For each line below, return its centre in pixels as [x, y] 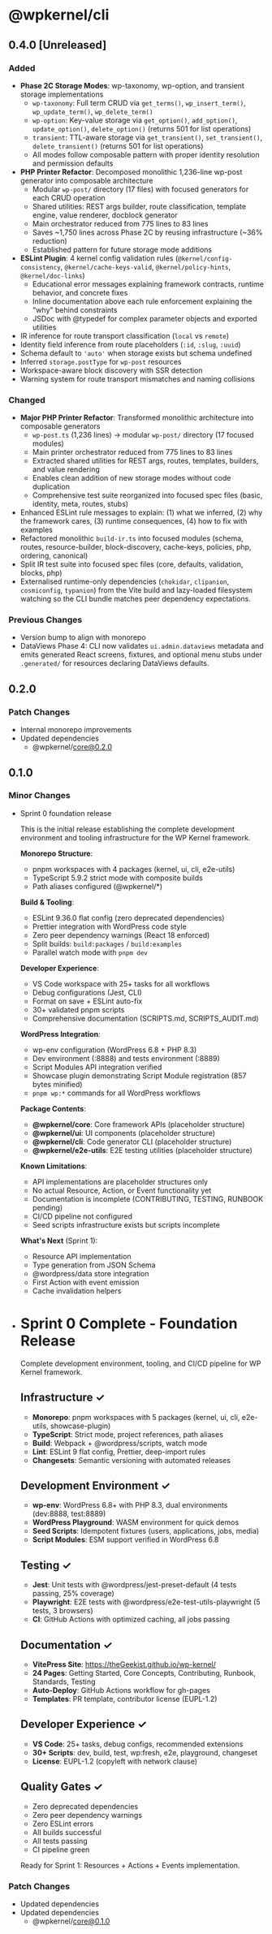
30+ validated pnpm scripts [78, 1009]
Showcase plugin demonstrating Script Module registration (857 [139, 1075]
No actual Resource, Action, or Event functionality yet [122, 1190]
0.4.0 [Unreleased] [58, 45]
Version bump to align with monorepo [83, 637]
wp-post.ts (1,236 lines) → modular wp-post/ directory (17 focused [143, 435]
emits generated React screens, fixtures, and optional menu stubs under [141, 654]
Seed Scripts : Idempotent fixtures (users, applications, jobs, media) [146, 1531]
